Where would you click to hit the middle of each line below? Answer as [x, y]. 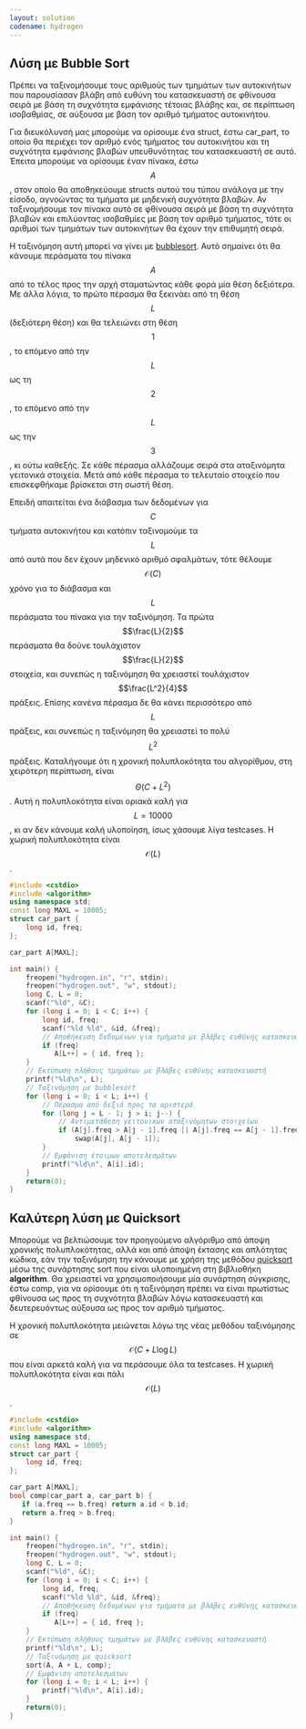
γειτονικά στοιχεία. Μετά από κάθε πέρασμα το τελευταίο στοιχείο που [145, 475]
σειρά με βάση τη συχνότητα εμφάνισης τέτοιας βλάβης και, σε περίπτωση [153, 105]
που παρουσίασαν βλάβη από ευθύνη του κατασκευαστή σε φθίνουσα [143, 95]
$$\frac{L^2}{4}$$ [153, 688]
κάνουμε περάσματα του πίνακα [71, 256]
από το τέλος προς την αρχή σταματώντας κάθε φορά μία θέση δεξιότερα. [153, 285]
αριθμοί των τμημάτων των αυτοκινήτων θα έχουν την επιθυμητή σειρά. [147, 228]
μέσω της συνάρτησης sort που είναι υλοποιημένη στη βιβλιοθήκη [135, 1269]
